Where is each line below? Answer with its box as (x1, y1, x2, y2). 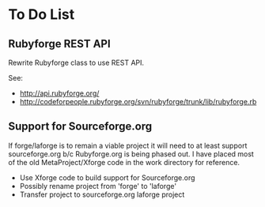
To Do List (8, 6, 75, 24)
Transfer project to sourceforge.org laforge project (19, 190, 185, 199)
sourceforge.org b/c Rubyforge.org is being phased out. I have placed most (8, 149, 255, 159)
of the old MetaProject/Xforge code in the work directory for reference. (8, 157, 240, 167)
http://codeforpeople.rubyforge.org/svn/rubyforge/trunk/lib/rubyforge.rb (19, 97, 257, 106)
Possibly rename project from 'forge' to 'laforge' (19, 181, 176, 190)
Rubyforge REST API (8, 37, 111, 51)
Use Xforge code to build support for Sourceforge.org (19, 172, 195, 183)
